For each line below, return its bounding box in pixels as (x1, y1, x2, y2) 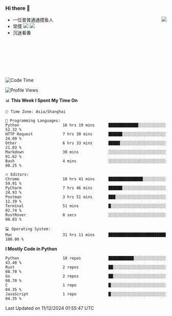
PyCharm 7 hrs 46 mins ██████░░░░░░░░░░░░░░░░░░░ (5, 186, 166, 191)
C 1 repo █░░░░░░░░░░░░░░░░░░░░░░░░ (5, 283, 166, 288)
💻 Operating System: (5, 227, 51, 232)
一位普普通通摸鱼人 (12, 17, 54, 23)
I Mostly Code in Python (5, 246, 57, 252)
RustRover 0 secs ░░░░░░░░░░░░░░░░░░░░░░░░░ (5, 212, 166, 218)
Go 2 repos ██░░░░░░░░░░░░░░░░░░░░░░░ (5, 274, 166, 279)
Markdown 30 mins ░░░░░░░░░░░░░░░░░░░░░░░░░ (5, 150, 166, 155)
